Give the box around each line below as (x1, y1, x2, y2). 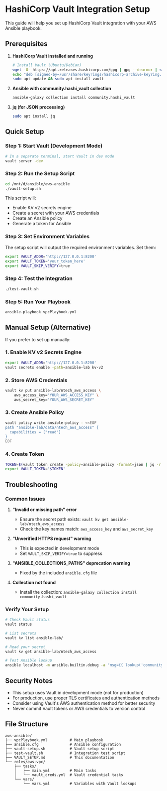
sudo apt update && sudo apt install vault (12, 76, 104, 82)
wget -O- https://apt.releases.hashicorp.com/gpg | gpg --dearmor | (12, 67, 158, 72)
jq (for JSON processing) (12, 104, 65, 110)
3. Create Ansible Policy (5, 409, 65, 416)
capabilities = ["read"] (9, 429, 61, 434)
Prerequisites (5, 40, 48, 48)
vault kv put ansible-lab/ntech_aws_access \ (5, 388, 101, 393)
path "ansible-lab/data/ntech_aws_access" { (5, 425, 99, 430)
